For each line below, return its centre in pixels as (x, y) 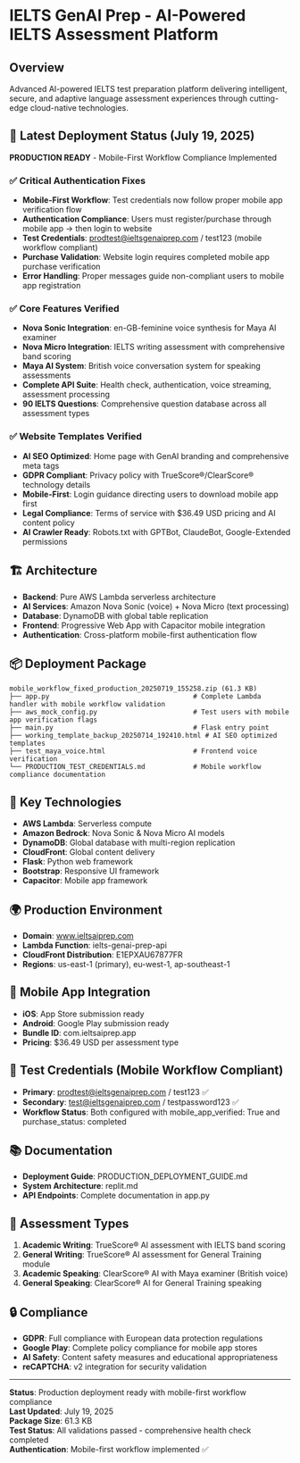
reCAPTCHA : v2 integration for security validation (114, 1367)
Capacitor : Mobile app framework (85, 881)
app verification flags (54, 720)
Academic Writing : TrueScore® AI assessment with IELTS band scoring (154, 1245)
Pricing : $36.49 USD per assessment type (100, 1042)
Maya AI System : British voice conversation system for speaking (141, 366)
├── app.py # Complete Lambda (135, 697)
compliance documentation (57, 775)
